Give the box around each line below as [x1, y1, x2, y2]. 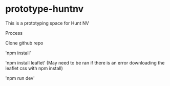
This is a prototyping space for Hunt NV [5, 20, 89, 26]
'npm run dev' [5, 75, 35, 81]
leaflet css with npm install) [5, 65, 63, 71]
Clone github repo [5, 39, 44, 46]
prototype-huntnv [5, 3, 84, 15]
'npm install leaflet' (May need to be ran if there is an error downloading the [5, 59, 165, 66]
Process [5, 30, 23, 36]
